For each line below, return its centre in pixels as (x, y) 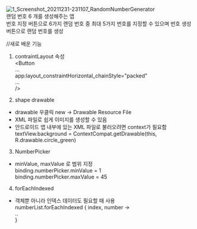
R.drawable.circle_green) (45, 140)
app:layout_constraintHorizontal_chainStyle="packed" (81, 76)
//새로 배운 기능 (24, 44)
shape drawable (35, 100)
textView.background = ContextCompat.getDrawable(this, (86, 134)
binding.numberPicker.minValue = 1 (58, 170)
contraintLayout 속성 (40, 56)
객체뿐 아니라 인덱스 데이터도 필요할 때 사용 (65, 200)
